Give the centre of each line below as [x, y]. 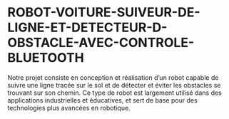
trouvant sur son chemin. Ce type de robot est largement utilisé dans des [115, 93]
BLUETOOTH [46, 58]
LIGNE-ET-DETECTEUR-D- [87, 27]
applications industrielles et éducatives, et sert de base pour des [102, 100]
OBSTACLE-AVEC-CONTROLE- [101, 43]
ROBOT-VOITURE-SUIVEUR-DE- [104, 12]
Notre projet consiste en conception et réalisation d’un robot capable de [113, 77]
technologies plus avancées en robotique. [69, 108]
